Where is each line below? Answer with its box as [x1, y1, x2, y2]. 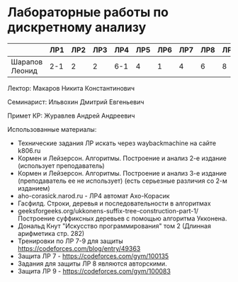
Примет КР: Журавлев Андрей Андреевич [7, 111, 135, 120]
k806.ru [17, 146, 41, 154]
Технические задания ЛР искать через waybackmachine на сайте [17, 139, 217, 147]
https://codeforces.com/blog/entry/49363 [17, 244, 141, 252]
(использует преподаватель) [17, 161, 105, 170]
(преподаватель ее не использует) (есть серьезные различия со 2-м [17, 176, 228, 185]
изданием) [17, 184, 51, 192]
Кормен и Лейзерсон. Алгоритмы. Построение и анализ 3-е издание [17, 169, 227, 177]
